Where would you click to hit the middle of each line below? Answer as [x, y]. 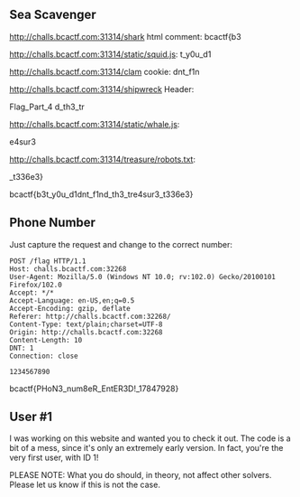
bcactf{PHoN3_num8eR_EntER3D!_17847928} [94, 389]
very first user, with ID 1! [54, 458]
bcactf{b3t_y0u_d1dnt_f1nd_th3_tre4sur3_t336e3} [101, 194]
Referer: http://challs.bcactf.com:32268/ [90, 316]
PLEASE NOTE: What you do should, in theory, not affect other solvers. [141, 475]
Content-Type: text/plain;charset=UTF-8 [86, 324]
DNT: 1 [22, 348]
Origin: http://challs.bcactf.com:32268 [86, 332]
